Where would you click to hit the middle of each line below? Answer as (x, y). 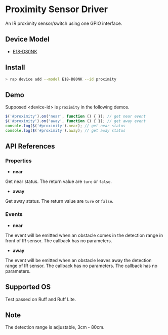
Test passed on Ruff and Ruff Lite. (41, 299)
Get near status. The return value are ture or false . (59, 181)
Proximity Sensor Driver (56, 9)
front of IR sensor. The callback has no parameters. (59, 240)
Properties (18, 161)
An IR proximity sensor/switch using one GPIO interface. (64, 23)
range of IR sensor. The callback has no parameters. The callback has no (81, 266)
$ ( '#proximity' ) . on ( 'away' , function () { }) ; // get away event (75, 121)
